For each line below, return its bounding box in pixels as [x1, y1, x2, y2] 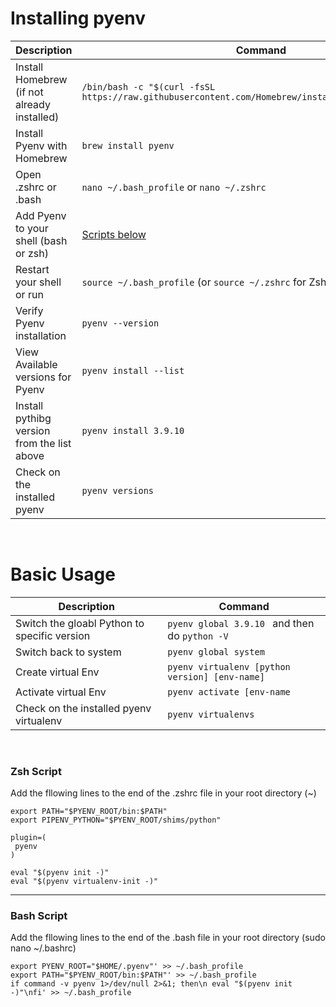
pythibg [15, 411, 52, 425]
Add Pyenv [15, 208, 67, 222]
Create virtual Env [15, 665, 100, 679]
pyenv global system [167, 646, 265, 657]
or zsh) [15, 246, 49, 260]
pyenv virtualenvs [167, 708, 255, 720]
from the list [15, 436, 72, 450]
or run [15, 287, 44, 301]
